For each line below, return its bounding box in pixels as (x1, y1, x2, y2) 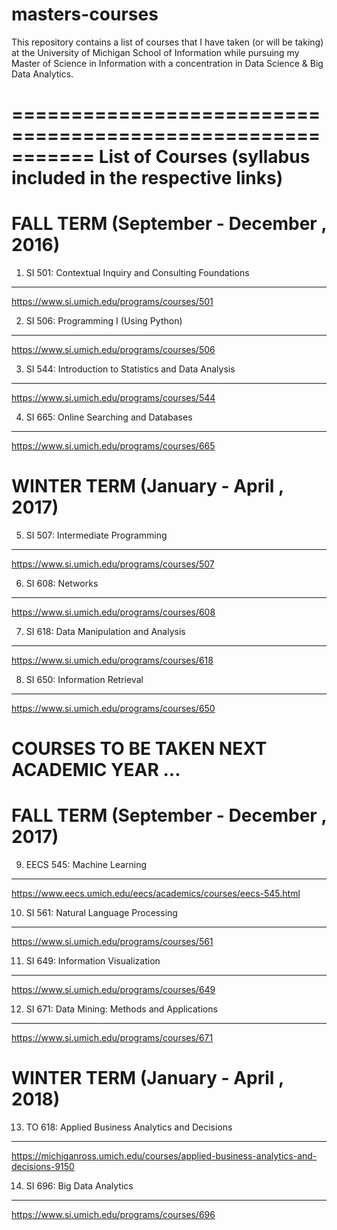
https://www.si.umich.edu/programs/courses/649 (11, 984, 216, 996)
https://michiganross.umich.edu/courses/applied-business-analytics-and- (11, 1150, 318, 1162)
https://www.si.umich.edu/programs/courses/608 (11, 606, 216, 618)
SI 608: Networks (25, 578, 99, 589)
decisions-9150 (11, 1161, 75, 1173)
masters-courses (11, 3, 159, 26)
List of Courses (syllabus (98, 146, 311, 168)
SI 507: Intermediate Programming (25, 529, 168, 541)
